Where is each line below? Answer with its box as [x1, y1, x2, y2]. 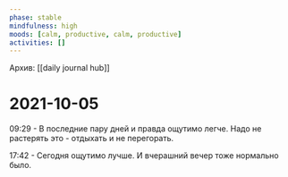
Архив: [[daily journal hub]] [9, 63, 110, 73]
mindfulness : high [9, 21, 78, 30]
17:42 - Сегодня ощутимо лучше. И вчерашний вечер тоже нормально [9, 150, 279, 161]
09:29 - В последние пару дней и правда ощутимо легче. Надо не [9, 123, 262, 134]
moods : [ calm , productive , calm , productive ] [9, 29, 182, 38]
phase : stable [9, 13, 63, 22]
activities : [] [9, 38, 66, 47]
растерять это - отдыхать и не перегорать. [9, 133, 174, 144]
